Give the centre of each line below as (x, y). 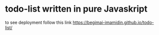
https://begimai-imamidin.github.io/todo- (113, 22)
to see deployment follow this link (38, 22)
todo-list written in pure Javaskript (76, 9)
